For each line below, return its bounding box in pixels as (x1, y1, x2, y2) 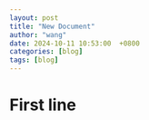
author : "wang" (9, 30, 67, 39)
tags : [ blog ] (9, 55, 59, 65)
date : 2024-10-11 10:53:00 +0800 (9, 38, 141, 48)
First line (9, 95, 77, 115)
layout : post (9, 13, 59, 23)
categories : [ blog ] (9, 47, 84, 56)
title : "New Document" (9, 22, 95, 31)
